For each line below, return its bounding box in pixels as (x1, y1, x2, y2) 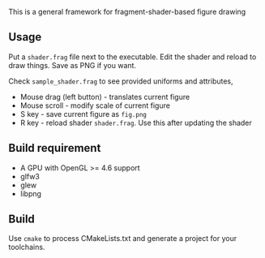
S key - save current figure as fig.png (19, 109, 147, 118)
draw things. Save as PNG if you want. (8, 60, 136, 70)
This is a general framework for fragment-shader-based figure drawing (8, 7, 246, 16)
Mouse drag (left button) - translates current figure (19, 92, 190, 101)
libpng (19, 188, 42, 198)
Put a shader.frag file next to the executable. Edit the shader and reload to (8, 52, 257, 62)
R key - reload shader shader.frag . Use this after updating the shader (19, 118, 253, 127)
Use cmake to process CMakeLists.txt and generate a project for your (8, 234, 237, 243)
